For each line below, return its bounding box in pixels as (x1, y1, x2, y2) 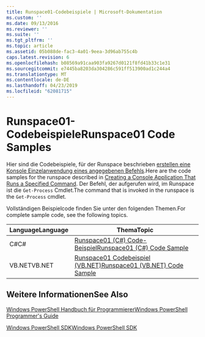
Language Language (9, 225, 69, 234)
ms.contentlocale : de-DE (6, 77, 70, 83)
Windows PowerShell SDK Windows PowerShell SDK (6, 324, 137, 331)
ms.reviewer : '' (6, 26, 48, 32)
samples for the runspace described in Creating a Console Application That (6, 173, 196, 180)
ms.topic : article (6, 43, 53, 49)
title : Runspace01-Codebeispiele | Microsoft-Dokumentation (6, 9, 163, 15)
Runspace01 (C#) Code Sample (96, 243, 189, 252)
